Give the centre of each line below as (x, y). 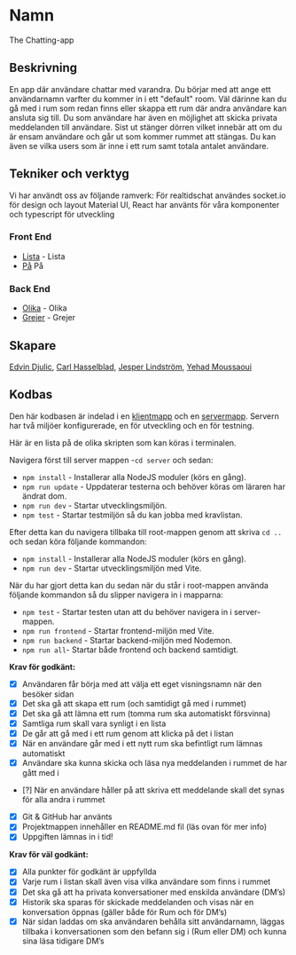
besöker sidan (48, 694)
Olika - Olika (45, 308)
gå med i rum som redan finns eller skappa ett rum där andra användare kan (148, 108)
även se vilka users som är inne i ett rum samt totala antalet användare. (139, 146)
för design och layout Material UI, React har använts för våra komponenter (144, 204)
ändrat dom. (44, 496)
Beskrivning (43, 68)
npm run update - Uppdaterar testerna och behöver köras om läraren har (154, 486)
